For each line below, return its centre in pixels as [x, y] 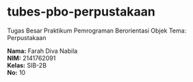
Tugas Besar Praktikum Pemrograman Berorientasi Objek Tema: [97, 30]
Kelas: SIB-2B [27, 65]
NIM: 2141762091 [31, 58]
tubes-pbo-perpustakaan [81, 12]
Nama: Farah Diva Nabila [42, 51]
